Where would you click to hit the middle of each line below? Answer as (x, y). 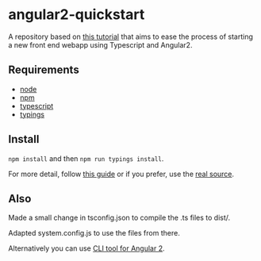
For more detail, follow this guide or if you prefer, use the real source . (121, 174)
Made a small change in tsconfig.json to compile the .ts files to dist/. (119, 218)
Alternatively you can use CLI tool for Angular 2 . (86, 248)
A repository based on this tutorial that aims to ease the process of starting (131, 36)
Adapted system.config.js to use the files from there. (94, 233)
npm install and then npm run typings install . (86, 158)
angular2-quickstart (77, 15)
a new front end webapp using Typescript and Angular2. (100, 44)
